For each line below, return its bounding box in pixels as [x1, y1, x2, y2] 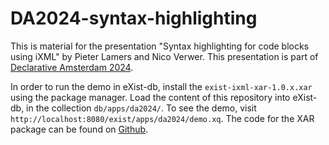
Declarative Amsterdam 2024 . [10, 61, 134, 73]
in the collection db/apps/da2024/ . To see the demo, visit [26, 102, 257, 114]
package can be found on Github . [10, 123, 149, 135]
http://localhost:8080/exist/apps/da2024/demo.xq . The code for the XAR [10, 112, 315, 124]
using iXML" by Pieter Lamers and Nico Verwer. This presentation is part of [10, 50, 319, 62]
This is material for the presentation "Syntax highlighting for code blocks [10, 40, 310, 52]
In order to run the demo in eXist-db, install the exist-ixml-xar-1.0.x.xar [10, 80, 313, 92]
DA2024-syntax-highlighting [10, 7, 258, 30]
